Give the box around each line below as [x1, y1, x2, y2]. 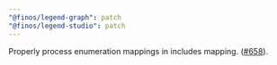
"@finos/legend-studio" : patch [8, 21, 126, 30]
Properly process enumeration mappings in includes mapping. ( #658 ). [8, 45, 269, 56]
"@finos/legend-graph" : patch [8, 12, 122, 22]
